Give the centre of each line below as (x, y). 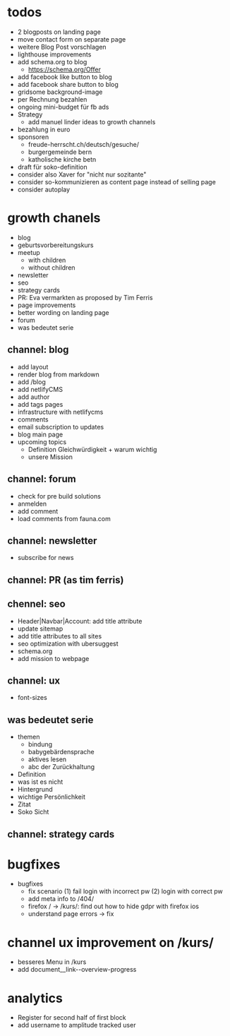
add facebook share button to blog (68, 84)
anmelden (32, 504)
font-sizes (32, 698)
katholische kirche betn (62, 159)
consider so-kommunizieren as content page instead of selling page (117, 181)
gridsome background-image (60, 92)
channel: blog (38, 350)
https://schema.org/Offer (64, 69)
